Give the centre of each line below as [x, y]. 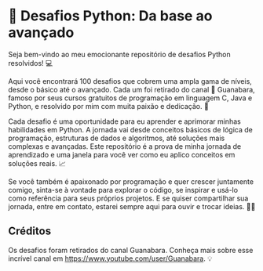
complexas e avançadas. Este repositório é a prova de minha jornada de [125, 146]
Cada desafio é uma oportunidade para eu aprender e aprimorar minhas [124, 121]
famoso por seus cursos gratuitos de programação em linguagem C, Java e [130, 98]
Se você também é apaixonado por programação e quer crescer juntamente [131, 181]
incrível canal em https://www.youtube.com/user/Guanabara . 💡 [110, 258]
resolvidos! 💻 [31, 63]
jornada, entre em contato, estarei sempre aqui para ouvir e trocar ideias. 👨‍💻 [132, 206]
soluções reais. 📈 [37, 163]
